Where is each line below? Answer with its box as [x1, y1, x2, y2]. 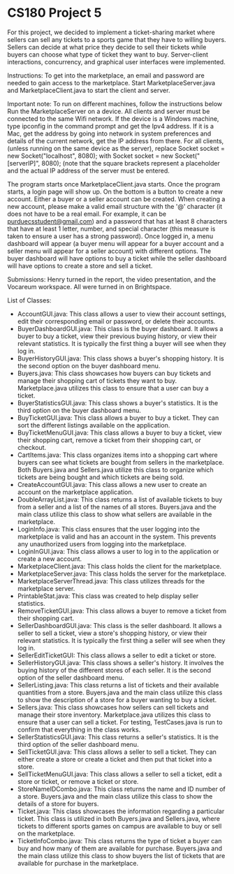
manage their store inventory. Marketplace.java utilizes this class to [17, 711, 211, 719]
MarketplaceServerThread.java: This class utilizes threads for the [17, 576, 205, 585]
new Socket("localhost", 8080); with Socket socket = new [7, 152, 173, 160]
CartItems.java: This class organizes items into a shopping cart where [17, 451, 218, 459]
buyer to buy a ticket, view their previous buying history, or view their [17, 332, 217, 340]
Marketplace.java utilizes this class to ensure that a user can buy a [17, 384, 209, 392]
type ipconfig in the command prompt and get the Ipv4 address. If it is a [7, 122, 214, 130]
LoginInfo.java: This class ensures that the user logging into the [17, 525, 200, 533]
